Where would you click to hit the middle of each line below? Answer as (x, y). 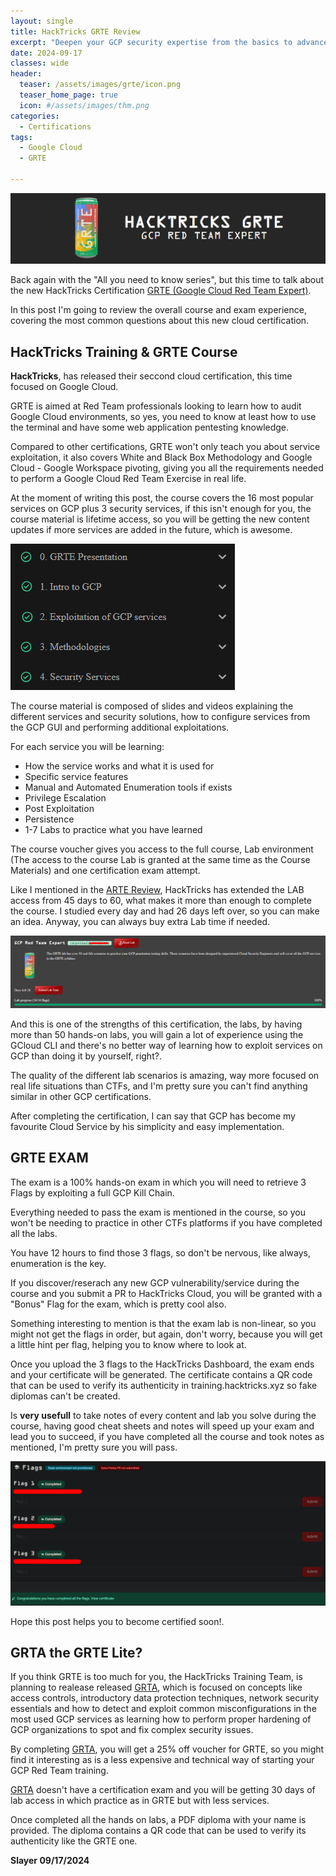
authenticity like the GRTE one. (74, 1841)
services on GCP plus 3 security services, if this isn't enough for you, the (161, 509)
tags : (21, 137)
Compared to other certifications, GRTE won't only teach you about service (165, 447)
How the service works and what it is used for (119, 766)
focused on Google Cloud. (64, 387)
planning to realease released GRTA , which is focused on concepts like (156, 1687)
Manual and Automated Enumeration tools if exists (128, 787)
